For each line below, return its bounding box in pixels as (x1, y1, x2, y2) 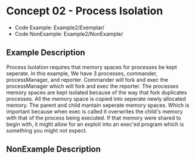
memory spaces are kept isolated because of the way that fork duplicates (6, 88, 187, 96)
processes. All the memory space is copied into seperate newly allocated (6, 95, 186, 102)
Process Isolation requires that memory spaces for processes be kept (6, 63, 177, 70)
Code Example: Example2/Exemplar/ (14, 24, 105, 31)
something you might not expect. (6, 127, 88, 134)
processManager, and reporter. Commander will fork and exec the (6, 76, 168, 83)
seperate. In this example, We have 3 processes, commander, (6, 70, 158, 77)
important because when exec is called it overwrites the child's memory (6, 107, 183, 115)
